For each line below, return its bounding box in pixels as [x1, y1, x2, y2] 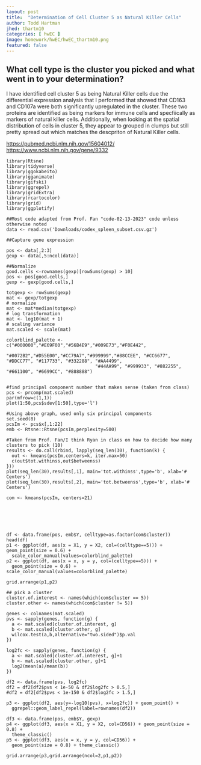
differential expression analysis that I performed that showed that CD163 [6, 96, 185, 103]
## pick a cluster [6, 589, 52, 595]
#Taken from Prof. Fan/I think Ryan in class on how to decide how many [6, 437, 193, 443]
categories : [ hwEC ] [6, 31, 61, 37]
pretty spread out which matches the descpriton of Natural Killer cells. [6, 128, 181, 135]
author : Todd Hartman [6, 20, 61, 26]
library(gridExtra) [6, 189, 55, 195]
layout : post [6, 8, 39, 15]
